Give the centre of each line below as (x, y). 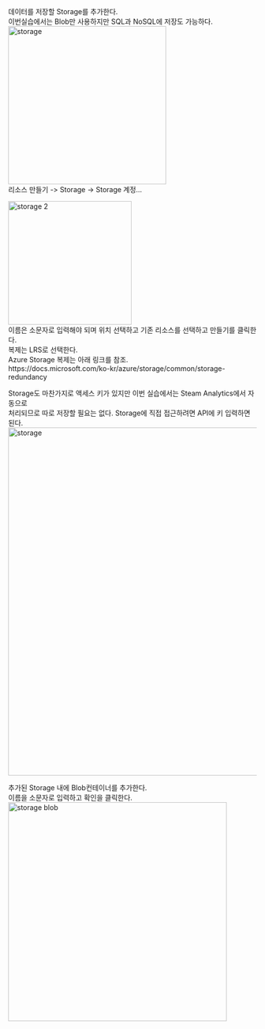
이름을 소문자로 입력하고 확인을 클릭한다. (70, 798)
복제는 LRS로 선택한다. (43, 350)
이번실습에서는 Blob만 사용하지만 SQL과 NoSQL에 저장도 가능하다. (110, 21)
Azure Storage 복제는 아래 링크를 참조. (68, 359)
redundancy (28, 377)
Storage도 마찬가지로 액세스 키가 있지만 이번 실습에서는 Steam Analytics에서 (127, 393)
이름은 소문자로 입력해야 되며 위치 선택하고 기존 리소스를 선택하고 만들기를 (122, 330)
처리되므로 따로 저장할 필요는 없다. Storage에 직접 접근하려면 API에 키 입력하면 (129, 413)
